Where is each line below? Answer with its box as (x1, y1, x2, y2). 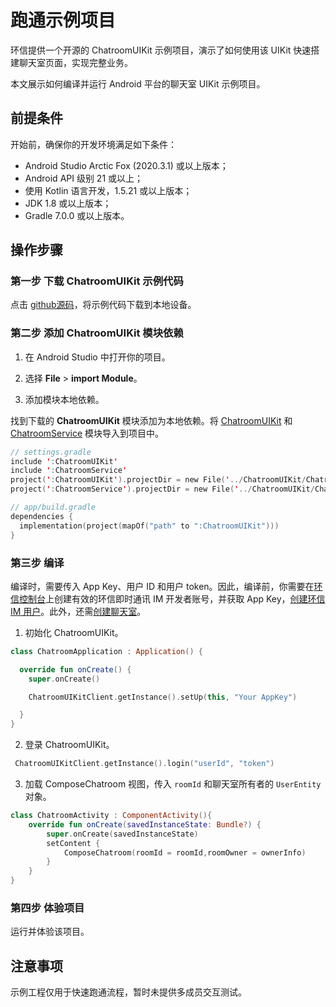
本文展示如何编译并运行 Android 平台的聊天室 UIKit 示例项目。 (10, 77, 266, 90)
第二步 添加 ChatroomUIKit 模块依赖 (10, 326, 184, 340)
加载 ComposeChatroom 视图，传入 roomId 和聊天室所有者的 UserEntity (24, 778, 322, 790)
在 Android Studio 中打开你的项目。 (24, 351, 171, 363)
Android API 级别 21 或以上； (24, 172, 144, 184)
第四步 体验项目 (10, 901, 85, 915)
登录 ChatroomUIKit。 (24, 739, 115, 751)
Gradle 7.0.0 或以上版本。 (24, 209, 130, 221)
